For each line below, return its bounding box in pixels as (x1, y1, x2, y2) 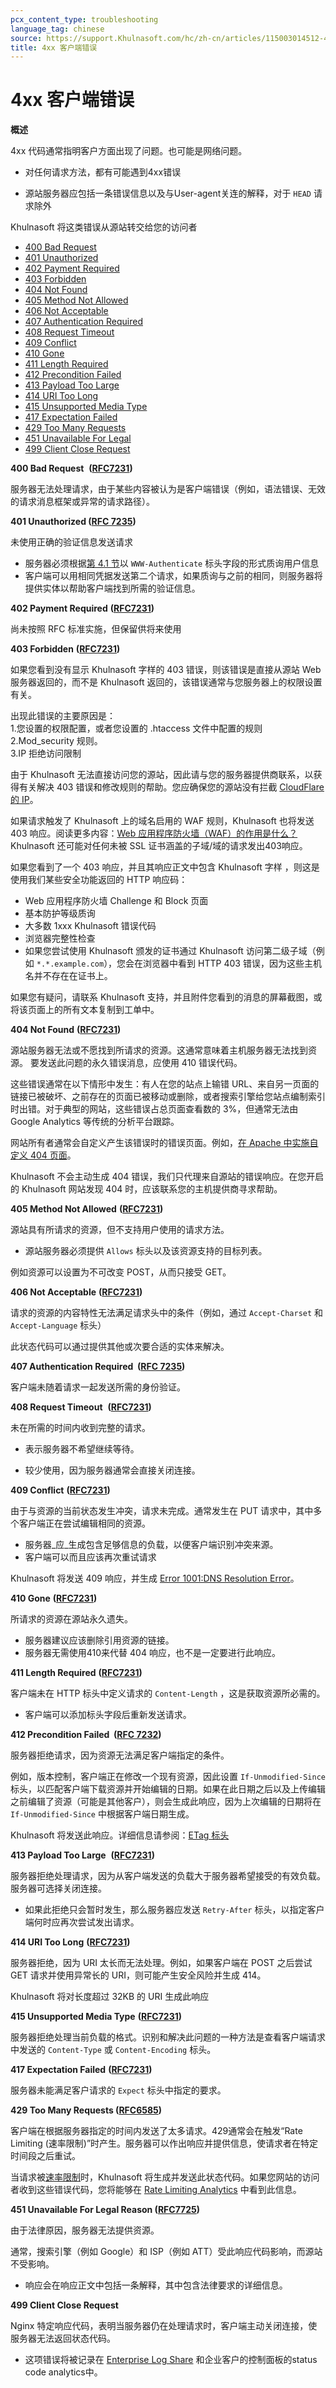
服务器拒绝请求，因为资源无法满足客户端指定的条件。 (10, 1749, 230, 1761)
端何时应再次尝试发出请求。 (24, 1916, 140, 1928)
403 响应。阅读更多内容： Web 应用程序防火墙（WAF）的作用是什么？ (10, 827, 298, 840)
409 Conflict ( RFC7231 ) (10, 1484, 111, 1496)
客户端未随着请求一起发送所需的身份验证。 (10, 1381, 186, 1393)
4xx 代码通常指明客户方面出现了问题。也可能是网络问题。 (10, 145, 248, 157)
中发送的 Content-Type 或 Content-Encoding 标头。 (10, 2044, 217, 2056)
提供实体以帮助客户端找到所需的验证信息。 (24, 582, 201, 595)
